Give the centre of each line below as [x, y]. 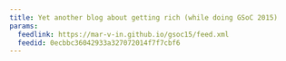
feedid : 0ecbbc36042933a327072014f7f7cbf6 [99, 43]
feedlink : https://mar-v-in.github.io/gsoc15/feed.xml [123, 34]
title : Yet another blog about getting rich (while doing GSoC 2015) [144, 17]
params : [24, 26]
